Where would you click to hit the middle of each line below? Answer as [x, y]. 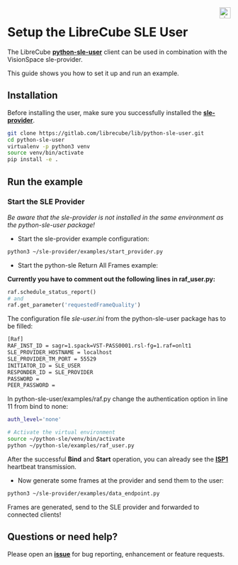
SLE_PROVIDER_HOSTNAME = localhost [60, 353]
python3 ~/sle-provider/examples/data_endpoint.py [84, 493]
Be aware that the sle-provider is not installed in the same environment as [115, 217]
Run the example [45, 181]
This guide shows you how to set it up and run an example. [93, 73]
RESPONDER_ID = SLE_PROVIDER [50, 372]
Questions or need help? [63, 537]
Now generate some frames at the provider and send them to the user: [121, 480]
